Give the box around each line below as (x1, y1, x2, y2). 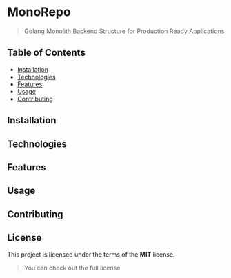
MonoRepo (7, 4, 71, 20)
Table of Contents (7, 47, 86, 59)
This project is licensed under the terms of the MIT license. (7, 250, 175, 259)
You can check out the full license (23, 264, 121, 272)
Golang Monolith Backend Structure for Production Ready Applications (23, 27, 225, 35)
